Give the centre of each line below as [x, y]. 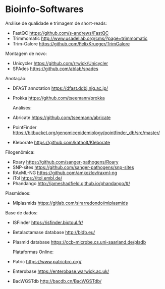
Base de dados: [21, 212]
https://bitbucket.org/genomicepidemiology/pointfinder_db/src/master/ [86, 133]
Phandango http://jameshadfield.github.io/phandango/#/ [71, 183]
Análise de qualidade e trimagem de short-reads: [56, 23]
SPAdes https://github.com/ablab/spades [55, 69]
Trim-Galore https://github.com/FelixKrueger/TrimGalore [71, 43]
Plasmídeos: [18, 193]
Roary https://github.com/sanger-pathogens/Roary [65, 162]
